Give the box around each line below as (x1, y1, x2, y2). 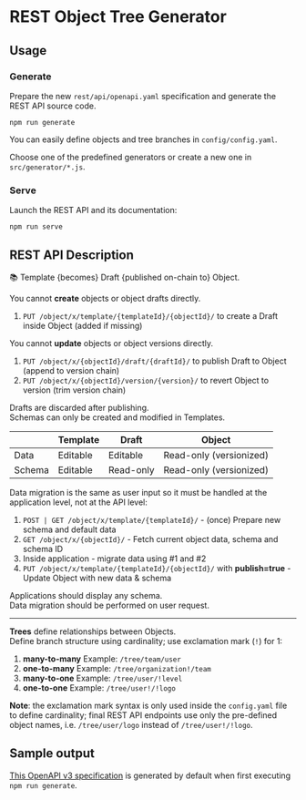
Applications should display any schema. (9, 590, 163, 600)
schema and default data (22, 524, 117, 535)
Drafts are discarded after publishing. (9, 402, 149, 413)
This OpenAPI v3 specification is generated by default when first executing (9, 770, 291, 781)
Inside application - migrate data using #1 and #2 (22, 553, 207, 564)
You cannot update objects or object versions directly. (9, 337, 214, 348)
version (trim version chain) (22, 385, 127, 395)
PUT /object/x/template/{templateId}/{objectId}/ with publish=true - (22, 562, 291, 573)
